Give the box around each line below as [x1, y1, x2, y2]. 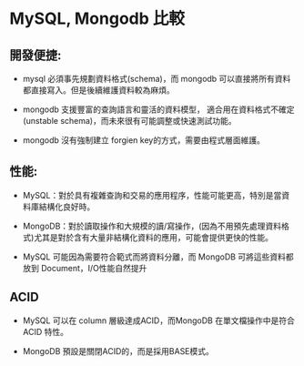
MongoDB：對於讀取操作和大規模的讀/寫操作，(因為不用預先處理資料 [22, 220, 282, 231]
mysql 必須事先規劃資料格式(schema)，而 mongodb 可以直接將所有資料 [22, 74, 291, 84]
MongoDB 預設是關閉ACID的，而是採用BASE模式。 [22, 345, 214, 356]
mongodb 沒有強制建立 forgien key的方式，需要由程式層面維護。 [22, 135, 266, 146]
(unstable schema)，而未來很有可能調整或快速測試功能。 [22, 116, 237, 126]
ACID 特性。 [22, 326, 69, 337]
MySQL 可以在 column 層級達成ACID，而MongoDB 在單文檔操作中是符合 [22, 315, 296, 326]
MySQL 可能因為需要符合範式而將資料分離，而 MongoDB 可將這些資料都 [22, 251, 294, 262]
